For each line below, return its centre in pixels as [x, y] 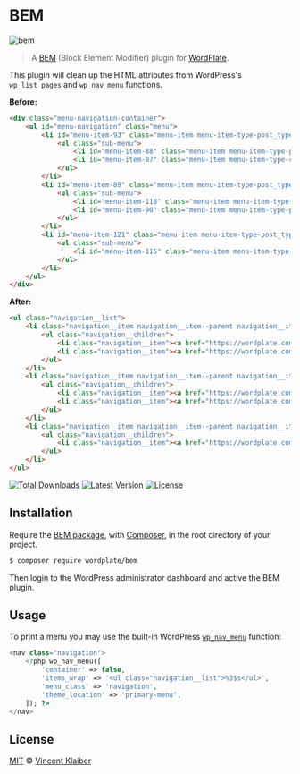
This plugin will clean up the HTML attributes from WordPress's [126, 75]
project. [24, 544]
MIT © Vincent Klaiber [50, 761]
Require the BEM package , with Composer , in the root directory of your [140, 534]
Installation [41, 513]
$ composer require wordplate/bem [74, 560]
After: [21, 302]
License [32, 739]
